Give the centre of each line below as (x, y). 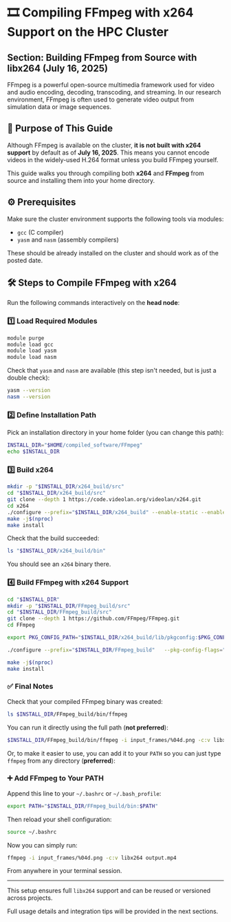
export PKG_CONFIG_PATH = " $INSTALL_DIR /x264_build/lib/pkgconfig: (102, 638)
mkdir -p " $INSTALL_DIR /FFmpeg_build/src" (69, 606)
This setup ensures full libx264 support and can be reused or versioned (109, 891)
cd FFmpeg (21, 625)
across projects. (30, 898)
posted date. (25, 260)
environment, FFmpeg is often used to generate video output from (101, 99)
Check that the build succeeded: (53, 538)
